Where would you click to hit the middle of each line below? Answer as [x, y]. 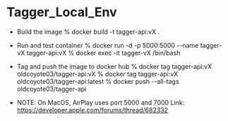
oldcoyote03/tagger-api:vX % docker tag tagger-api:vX [97, 74]
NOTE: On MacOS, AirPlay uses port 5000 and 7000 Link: [101, 102]
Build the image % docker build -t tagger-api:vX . [88, 32]
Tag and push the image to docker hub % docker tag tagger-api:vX [114, 66]
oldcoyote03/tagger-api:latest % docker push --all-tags [98, 81]
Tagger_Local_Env [62, 12]
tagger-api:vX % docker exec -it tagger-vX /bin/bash [103, 53]
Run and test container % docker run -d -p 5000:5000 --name [108, 45]
